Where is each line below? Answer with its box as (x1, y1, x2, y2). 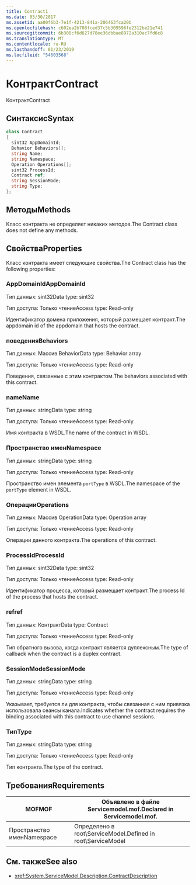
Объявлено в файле (101, 797, 160, 806)
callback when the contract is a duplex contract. (6, 650, 122, 657)
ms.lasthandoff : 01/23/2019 (6, 47, 75, 53)
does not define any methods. (6, 226, 78, 234)
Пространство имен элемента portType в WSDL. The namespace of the (6, 480, 181, 487)
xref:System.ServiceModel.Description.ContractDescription (14, 872, 157, 879)
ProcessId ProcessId (6, 551, 64, 559)
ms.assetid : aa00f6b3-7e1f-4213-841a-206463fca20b (6, 19, 132, 25)
